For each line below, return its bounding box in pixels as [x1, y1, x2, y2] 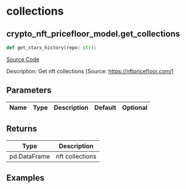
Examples [6, 173, 45, 183]
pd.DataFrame [9, 152, 51, 160]
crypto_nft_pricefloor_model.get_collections [6, 29, 181, 39]
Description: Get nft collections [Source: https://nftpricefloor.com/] [6, 67, 174, 74]
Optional [121, 103, 148, 112]
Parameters [6, 85, 52, 96]
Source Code [6, 55, 40, 63]
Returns [6, 124, 38, 134]
